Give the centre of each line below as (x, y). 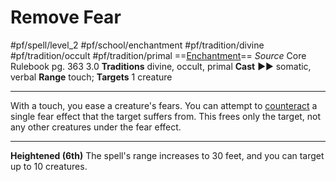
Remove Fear (66, 17)
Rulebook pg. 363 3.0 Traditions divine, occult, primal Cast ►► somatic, (161, 66)
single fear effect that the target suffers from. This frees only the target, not (166, 116)
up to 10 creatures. (49, 166)
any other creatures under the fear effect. (96, 127)
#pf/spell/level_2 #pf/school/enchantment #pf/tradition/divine (137, 45)
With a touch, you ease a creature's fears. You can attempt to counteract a (164, 105)
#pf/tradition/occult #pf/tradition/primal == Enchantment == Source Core (158, 55)
